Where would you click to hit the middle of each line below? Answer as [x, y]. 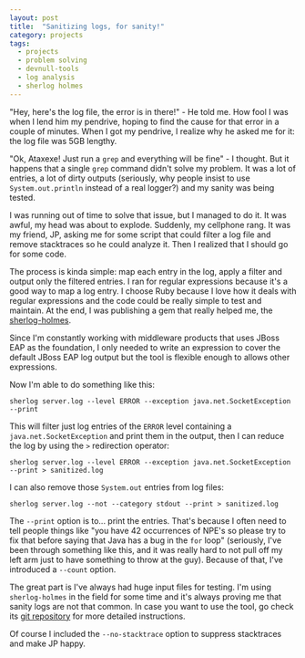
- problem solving [53, 60]
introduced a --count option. [63, 569]
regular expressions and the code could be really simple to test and [136, 300]
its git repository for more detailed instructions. [97, 616]
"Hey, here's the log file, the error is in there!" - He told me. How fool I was [149, 111]
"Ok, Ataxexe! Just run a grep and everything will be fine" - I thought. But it [149, 158]
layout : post [34, 18]
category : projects [46, 35]
